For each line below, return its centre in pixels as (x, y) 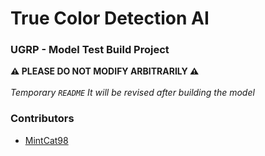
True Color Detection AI (110, 18)
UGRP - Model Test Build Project (90, 50)
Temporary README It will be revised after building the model (132, 93)
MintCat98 (46, 140)
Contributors (42, 119)
